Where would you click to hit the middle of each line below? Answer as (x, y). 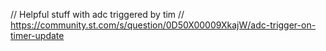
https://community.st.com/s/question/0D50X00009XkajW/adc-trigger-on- (163, 25)
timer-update (37, 35)
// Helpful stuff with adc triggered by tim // (97, 14)
